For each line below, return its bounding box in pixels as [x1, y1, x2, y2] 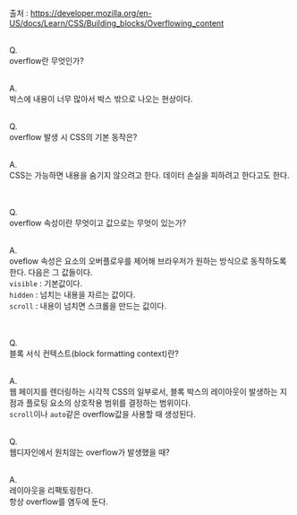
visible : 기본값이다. [9, 278, 83, 289]
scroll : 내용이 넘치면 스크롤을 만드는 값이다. [9, 301, 167, 311]
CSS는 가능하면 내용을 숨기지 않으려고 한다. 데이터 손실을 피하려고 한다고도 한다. [9, 170, 290, 180]
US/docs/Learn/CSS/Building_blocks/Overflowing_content [9, 18, 225, 29]
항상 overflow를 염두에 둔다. [9, 496, 109, 507]
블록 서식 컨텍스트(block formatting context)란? [9, 348, 179, 359]
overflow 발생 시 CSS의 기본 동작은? [9, 132, 138, 142]
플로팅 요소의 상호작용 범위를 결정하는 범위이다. [25, 397, 191, 408]
